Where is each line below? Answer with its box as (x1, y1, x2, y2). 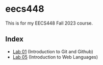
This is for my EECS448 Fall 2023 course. (5, 20, 93, 26)
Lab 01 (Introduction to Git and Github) (12, 48, 93, 54)
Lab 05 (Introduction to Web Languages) (12, 54, 98, 60)
